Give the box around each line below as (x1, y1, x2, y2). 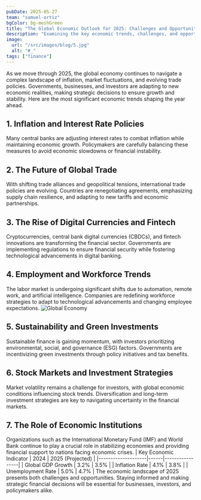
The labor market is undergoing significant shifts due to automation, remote (6, 285, 193, 292)
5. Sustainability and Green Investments (6, 322, 159, 332)
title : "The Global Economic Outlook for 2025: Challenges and (6, 25, 167, 32)
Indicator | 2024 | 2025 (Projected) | (6, 455, 96, 462)
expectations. (6, 304, 40, 311)
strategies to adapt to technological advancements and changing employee (6, 298, 193, 305)
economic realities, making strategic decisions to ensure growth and (6, 89, 175, 96)
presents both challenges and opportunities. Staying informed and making (6, 474, 189, 481)
